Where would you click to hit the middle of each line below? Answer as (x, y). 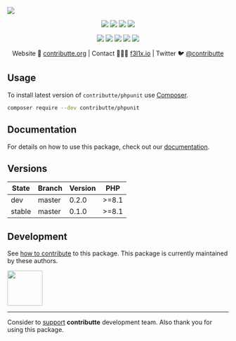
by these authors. (33, 261)
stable (21, 212)
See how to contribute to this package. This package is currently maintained (118, 253)
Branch (50, 188)
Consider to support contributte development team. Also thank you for (110, 322)
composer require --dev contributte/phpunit (73, 108)
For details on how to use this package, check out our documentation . (109, 147)
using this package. (36, 330)
